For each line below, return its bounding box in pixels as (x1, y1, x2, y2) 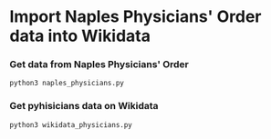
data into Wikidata (9, 25, 151, 46)
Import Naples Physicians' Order (9, 6, 262, 27)
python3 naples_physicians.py (9, 79, 125, 88)
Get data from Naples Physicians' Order (9, 58, 189, 71)
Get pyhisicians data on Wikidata (9, 100, 159, 113)
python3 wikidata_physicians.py (9, 120, 132, 129)
